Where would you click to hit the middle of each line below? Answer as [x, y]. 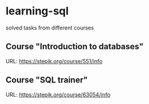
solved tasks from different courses [50, 28]
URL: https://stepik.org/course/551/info [54, 61]
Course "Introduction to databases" [75, 47]
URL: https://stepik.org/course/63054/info [58, 94]
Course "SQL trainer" [47, 80]
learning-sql [37, 11]
